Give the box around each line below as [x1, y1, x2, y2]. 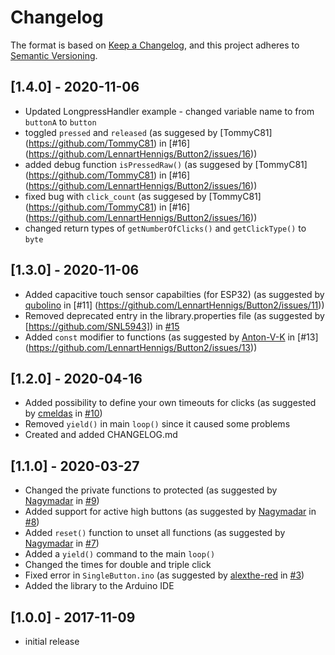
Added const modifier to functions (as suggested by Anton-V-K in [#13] [24, 331, 319, 343]
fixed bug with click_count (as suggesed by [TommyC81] [24, 190, 262, 202]
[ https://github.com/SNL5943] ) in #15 [24, 320, 180, 332]
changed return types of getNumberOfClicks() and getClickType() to [24, 222, 307, 234]
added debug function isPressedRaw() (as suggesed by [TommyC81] [24, 158, 308, 170]
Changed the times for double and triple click [24, 559, 212, 571]
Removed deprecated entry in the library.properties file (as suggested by [24, 309, 325, 321]
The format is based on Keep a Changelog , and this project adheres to [10, 39, 300, 51]
